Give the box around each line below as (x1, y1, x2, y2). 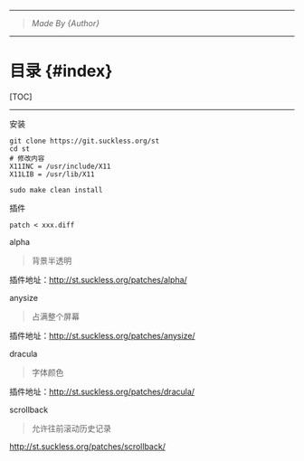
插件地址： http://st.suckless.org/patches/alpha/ (9, 274, 187, 285)
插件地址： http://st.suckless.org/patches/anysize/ (9, 330, 196, 341)
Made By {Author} (31, 18, 100, 28)
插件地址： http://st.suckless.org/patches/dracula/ (9, 386, 195, 397)
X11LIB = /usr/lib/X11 (9, 169, 95, 179)
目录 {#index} (9, 61, 113, 81)
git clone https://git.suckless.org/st (9, 136, 160, 146)
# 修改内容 (9, 154, 45, 163)
